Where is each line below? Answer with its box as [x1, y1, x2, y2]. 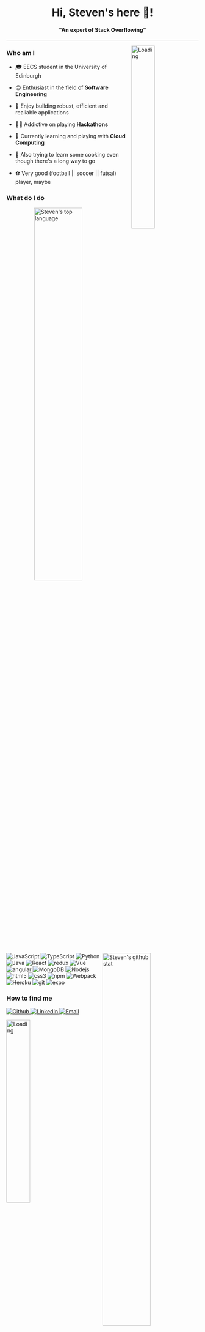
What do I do [6, 193, 45, 202]
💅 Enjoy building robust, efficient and [15, 102, 108, 109]
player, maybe [15, 178, 51, 185]
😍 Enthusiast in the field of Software [15, 84, 109, 91]
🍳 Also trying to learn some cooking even [15, 150, 119, 158]
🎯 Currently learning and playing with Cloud [15, 132, 126, 139]
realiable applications [15, 108, 69, 116]
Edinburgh [15, 72, 41, 79]
